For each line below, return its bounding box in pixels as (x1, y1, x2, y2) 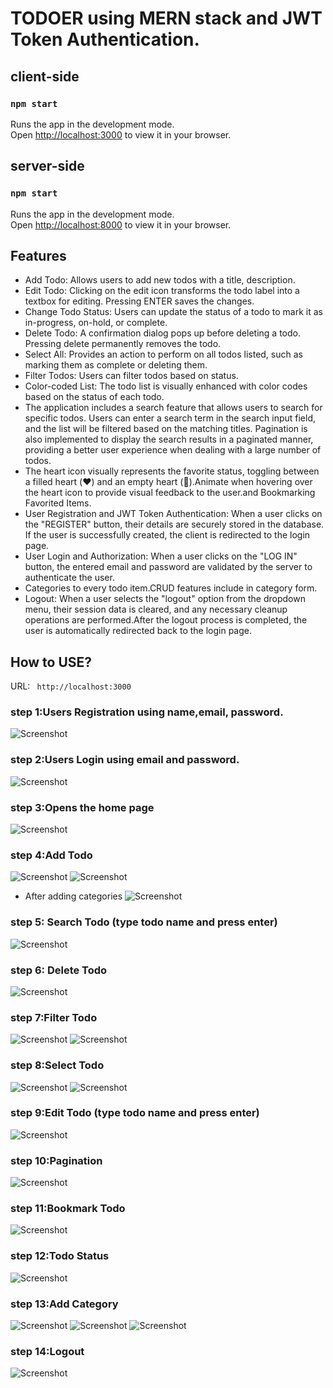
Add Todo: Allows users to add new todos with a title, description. (24, 274, 296, 286)
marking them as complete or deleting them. (24, 359, 208, 371)
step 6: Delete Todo (10, 963, 108, 977)
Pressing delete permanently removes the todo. (24, 338, 222, 350)
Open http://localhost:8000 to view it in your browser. (10, 218, 232, 231)
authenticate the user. (24, 572, 115, 584)
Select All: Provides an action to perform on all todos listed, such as (24, 348, 303, 361)
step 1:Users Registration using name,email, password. (10, 705, 284, 719)
